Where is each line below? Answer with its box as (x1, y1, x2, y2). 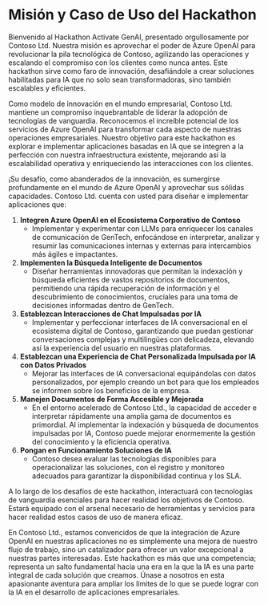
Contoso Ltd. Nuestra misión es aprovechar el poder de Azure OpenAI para (8, 40, 256, 50)
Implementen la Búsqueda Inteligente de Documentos (19, 258, 202, 267)
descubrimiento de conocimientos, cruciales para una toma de (31, 291, 238, 302)
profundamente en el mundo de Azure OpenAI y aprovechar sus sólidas (8, 182, 245, 192)
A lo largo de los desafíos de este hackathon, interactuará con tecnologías (8, 486, 254, 496)
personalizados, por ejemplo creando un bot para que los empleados (31, 377, 260, 387)
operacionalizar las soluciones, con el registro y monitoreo (31, 462, 226, 472)
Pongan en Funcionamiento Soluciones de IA (19, 445, 172, 455)
